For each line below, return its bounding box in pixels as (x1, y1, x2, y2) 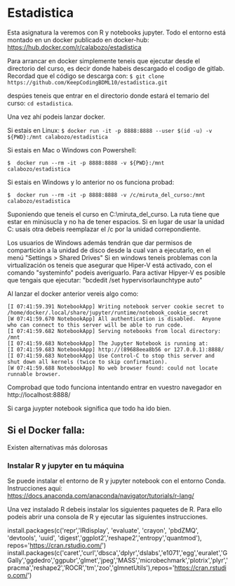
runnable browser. (7, 370, 61, 377)
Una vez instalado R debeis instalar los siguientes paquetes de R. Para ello (7, 505, 222, 514)
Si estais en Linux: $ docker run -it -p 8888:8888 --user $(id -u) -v (7, 126, 213, 134)
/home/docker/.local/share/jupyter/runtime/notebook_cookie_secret (7, 309, 209, 316)
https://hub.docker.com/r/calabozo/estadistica (7, 43, 142, 51)
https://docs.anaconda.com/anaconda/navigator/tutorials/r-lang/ (7, 492, 194, 500)
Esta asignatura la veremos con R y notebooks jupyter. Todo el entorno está (7, 28, 226, 37)
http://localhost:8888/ (7, 390, 71, 398)
